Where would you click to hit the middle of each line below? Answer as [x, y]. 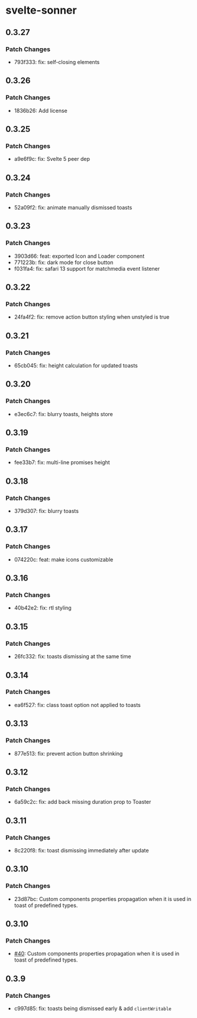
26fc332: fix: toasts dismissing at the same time [72, 657]
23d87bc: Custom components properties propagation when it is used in [103, 899]
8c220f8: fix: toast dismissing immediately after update [81, 850]
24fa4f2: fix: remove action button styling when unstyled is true [92, 317]
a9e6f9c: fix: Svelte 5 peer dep [52, 159]
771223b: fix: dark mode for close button [64, 262]
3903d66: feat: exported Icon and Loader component [79, 256]
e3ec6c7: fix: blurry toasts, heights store [64, 414]
